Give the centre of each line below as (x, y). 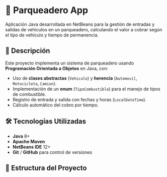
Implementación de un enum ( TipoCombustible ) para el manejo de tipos (86, 89)
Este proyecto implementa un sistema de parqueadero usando (70, 63)
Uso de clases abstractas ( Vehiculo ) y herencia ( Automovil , (75, 78)
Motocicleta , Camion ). (34, 83)
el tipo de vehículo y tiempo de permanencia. (52, 35)
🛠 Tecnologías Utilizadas (46, 121)
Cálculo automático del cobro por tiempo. (56, 105)
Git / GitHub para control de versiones (52, 152)
